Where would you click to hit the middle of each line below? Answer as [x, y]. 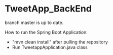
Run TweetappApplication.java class [50, 47]
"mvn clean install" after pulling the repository [60, 42]
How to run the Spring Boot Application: [46, 32]
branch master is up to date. [34, 22]
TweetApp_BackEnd [48, 9]
